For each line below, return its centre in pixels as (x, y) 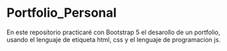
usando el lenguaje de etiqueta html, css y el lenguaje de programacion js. (114, 39)
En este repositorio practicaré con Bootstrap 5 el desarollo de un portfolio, (113, 32)
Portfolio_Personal (62, 13)
